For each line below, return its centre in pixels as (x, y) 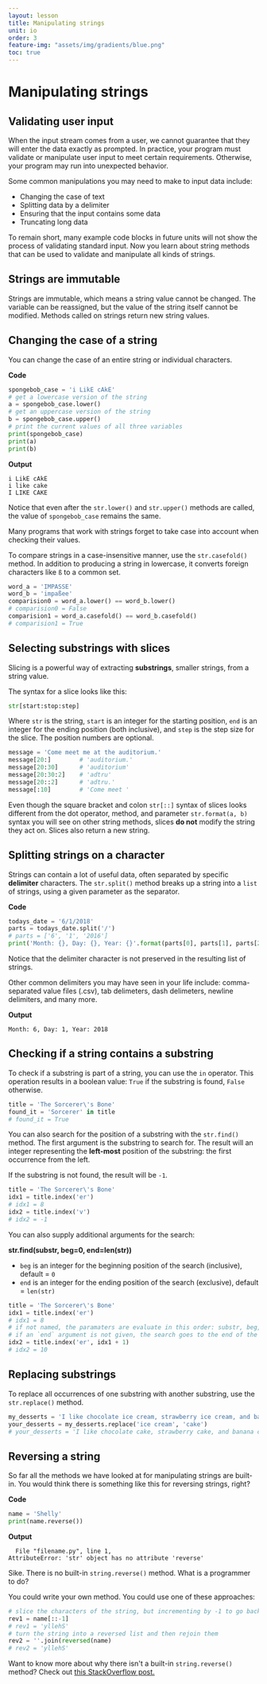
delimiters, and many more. (53, 999)
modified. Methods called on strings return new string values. (109, 315)
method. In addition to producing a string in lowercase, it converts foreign (128, 563)
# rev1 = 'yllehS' (39, 1626)
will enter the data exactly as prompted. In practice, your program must (124, 149)
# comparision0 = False (48, 609)
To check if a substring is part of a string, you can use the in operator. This (131, 1073)
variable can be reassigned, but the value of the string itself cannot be (123, 306)
